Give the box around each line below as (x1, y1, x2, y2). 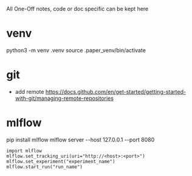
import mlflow (6, 147, 43, 154)
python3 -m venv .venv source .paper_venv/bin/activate (6, 46, 146, 54)
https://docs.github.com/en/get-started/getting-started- (45, 88, 187, 95)
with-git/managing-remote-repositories (15, 94, 114, 102)
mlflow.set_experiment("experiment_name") (6, 158, 115, 164)
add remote (15, 88, 44, 95)
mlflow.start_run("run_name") (6, 164, 83, 170)
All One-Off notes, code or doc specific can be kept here (6, 5, 149, 12)
